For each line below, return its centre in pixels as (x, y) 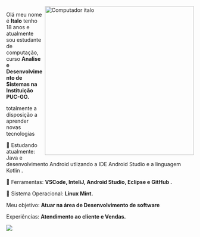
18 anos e (18, 27)
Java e (14, 158)
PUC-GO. (18, 97)
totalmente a (21, 108)
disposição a (22, 115)
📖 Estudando (22, 145)
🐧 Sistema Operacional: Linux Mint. (50, 194)
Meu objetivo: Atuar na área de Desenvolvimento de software (83, 205)
